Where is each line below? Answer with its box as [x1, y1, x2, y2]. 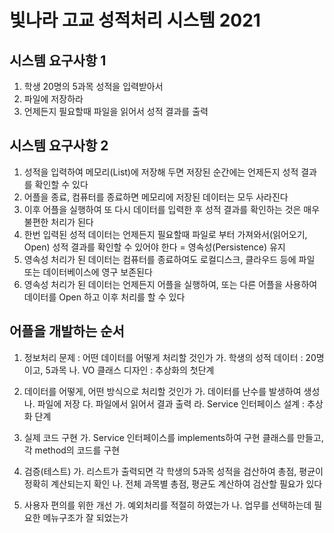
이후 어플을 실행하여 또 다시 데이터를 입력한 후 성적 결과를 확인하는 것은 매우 [23, 203, 321, 215]
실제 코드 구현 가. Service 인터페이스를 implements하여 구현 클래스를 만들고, [23, 431, 324, 443]
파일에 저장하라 [23, 93, 84, 105]
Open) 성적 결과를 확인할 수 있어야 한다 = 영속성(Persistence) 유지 [23, 241, 286, 253]
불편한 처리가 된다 [23, 216, 94, 228]
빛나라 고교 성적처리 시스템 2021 [9, 9, 261, 32]
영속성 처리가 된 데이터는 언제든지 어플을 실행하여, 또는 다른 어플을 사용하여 [23, 278, 318, 290]
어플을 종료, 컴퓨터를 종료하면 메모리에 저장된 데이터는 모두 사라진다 [23, 191, 289, 203]
